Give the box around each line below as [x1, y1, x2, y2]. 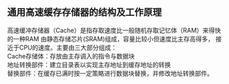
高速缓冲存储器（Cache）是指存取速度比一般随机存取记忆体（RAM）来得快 [7, 26, 221, 34]
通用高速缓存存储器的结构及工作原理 [7, 6, 162, 19]
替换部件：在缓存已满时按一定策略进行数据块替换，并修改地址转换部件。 [7, 69, 213, 77]
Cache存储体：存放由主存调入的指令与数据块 [7, 52, 135, 60]
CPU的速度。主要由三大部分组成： [19, 43, 118, 52]
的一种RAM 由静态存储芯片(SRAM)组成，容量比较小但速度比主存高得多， [7, 34, 214, 43]
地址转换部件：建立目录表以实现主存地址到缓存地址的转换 [7, 61, 171, 69]
